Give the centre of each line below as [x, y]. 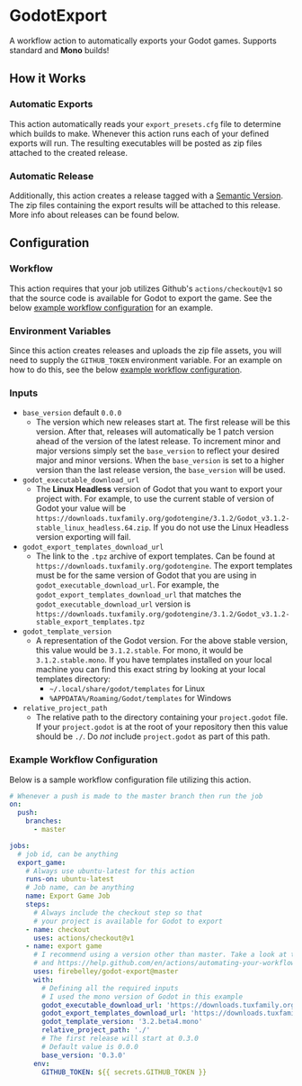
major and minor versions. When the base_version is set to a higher [160, 461]
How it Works [48, 79]
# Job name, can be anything [80, 888]
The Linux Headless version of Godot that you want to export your [159, 489]
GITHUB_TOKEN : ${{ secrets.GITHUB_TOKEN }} [124, 1072]
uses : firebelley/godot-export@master [106, 972]
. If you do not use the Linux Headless [219, 527]
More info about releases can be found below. [94, 214]
